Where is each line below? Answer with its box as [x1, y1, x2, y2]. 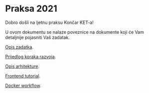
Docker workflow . [5, 83, 41, 89]
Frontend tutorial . [5, 73, 41, 79]
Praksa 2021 [5, 3, 57, 14]
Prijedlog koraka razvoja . [5, 53, 56, 60]
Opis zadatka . [5, 44, 34, 50]
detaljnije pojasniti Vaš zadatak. [5, 34, 70, 40]
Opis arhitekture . [5, 63, 40, 69]
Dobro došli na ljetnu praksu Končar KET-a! [5, 19, 94, 25]
